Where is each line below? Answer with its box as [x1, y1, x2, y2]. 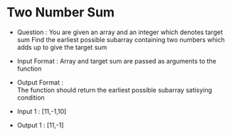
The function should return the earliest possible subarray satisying [16, 85, 213, 94]
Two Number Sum [6, 4, 115, 21]
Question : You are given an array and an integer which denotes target [16, 28, 223, 36]
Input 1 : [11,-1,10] [16, 107, 67, 115]
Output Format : [16, 78, 63, 86]
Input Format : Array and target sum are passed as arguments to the [16, 56, 216, 65]
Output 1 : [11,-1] [16, 120, 65, 129]
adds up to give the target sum [16, 43, 107, 51]
